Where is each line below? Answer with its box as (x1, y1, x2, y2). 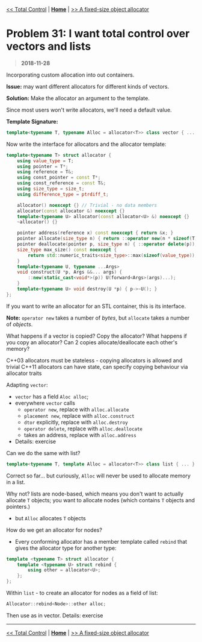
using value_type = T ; (17, 157, 74, 164)
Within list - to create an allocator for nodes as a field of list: (6, 590, 158, 597)
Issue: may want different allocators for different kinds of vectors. (6, 83, 170, 90)
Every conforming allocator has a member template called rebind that (14, 538, 188, 545)
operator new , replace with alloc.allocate (23, 406, 129, 413)
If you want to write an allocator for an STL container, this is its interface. (6, 302, 186, 310)
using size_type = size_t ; (17, 186, 85, 192)
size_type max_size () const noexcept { (17, 247, 117, 253)
